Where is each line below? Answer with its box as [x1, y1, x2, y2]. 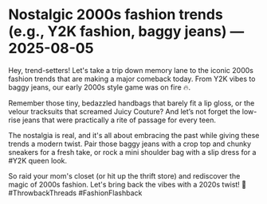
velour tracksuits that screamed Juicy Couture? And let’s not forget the [8, 106, 241, 116]
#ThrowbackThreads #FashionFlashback [8, 188, 143, 198]
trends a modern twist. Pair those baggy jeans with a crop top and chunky [8, 139, 252, 148]
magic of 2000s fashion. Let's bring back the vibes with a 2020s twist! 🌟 [8, 179, 247, 189]
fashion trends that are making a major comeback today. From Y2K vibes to [8, 74, 256, 83]
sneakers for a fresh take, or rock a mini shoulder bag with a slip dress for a [8, 147, 257, 156]
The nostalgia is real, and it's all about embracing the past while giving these [8, 130, 260, 140]
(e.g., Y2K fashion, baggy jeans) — [8, 22, 245, 40]
